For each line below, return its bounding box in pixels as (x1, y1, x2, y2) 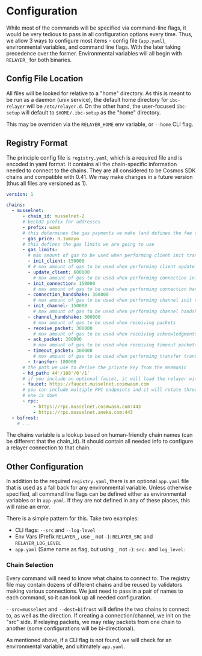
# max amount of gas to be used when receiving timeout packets (32, 342, 198, 348)
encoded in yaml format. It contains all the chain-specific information (6, 160, 177, 167)
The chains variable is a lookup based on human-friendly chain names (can (6, 431, 193, 439)
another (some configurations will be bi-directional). (6, 625, 135, 632)
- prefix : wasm (22, 224, 61, 230)
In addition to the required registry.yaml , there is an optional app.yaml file (6, 478, 189, 485)
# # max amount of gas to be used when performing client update (28, 264, 195, 270)
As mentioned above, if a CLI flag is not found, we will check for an (6, 636, 172, 643)
